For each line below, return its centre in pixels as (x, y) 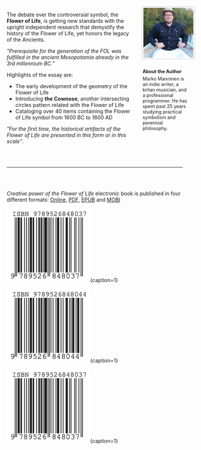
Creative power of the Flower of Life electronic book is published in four (94, 193)
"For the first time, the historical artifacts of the (64, 129)
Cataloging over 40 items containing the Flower (73, 111)
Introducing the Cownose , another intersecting (72, 99)
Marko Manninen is (163, 78)
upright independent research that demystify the (66, 27)
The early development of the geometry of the (71, 86)
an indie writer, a (160, 84)
